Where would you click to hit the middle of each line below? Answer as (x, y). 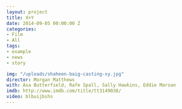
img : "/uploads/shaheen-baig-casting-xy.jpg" (65, 74)
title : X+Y (20, 18)
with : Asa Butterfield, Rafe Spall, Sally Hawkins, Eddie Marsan (91, 85)
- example (19, 52)
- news (15, 57)
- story (16, 63)
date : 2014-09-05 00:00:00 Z (43, 23)
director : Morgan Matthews (41, 80)
